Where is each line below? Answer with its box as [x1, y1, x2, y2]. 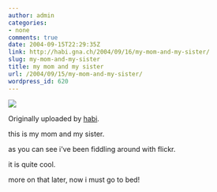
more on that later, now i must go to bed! [8, 175, 140, 184]
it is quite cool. [8, 159, 56, 169]
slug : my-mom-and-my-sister [8, 56, 101, 64]
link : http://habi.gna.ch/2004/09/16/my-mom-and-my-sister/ [8, 48, 211, 56]
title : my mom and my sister [8, 63, 104, 71]
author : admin [8, 11, 55, 20]
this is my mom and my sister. [8, 129, 105, 138]
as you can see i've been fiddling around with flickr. [8, 144, 176, 153]
